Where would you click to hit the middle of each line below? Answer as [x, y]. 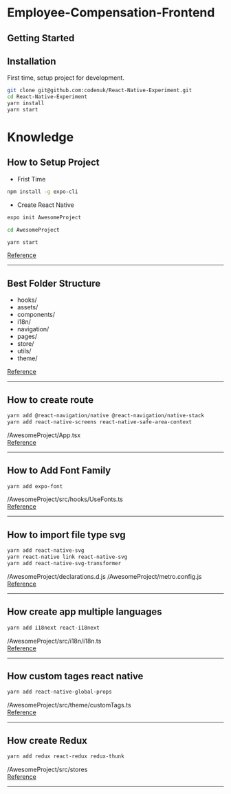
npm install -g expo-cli [43, 191]
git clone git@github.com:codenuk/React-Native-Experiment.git [100, 91]
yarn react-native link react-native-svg [67, 557]
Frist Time [31, 179]
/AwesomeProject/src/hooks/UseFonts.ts [65, 499]
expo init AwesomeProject [44, 217]
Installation [32, 61]
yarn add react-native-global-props [59, 692]
